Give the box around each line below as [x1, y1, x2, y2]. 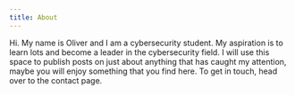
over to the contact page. [9, 75, 103, 85]
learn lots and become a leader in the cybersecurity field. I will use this [9, 46, 270, 58]
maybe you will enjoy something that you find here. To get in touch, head [9, 66, 278, 76]
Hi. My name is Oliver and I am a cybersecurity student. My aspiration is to [9, 37, 283, 48]
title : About [9, 12, 58, 22]
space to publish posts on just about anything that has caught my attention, [9, 56, 287, 67]
